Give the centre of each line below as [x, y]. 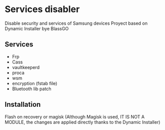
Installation [23, 105]
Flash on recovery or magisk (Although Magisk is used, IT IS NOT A [75, 116]
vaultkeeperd [26, 67]
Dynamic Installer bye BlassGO [37, 28]
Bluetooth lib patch [32, 89]
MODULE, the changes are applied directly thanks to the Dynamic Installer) [82, 122]
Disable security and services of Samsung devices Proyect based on [76, 23]
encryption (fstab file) [35, 83]
